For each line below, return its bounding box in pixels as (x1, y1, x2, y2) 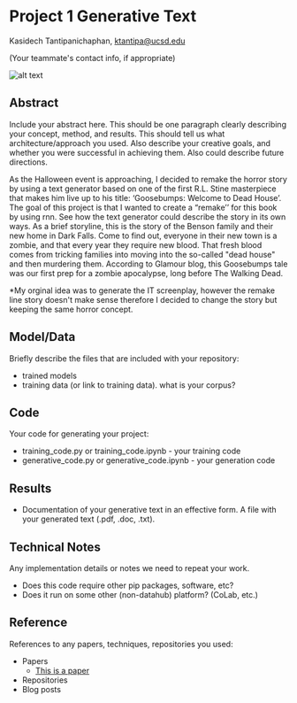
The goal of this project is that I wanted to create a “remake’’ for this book (9, 202, 278, 212)
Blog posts (21, 684, 62, 694)
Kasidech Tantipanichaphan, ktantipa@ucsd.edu (9, 35, 186, 46)
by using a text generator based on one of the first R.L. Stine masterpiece (9, 183, 277, 194)
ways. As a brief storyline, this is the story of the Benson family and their (9, 220, 274, 231)
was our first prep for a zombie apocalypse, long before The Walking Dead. (9, 267, 284, 278)
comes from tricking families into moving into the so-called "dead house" (9, 249, 276, 259)
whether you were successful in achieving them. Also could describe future (9, 147, 285, 158)
